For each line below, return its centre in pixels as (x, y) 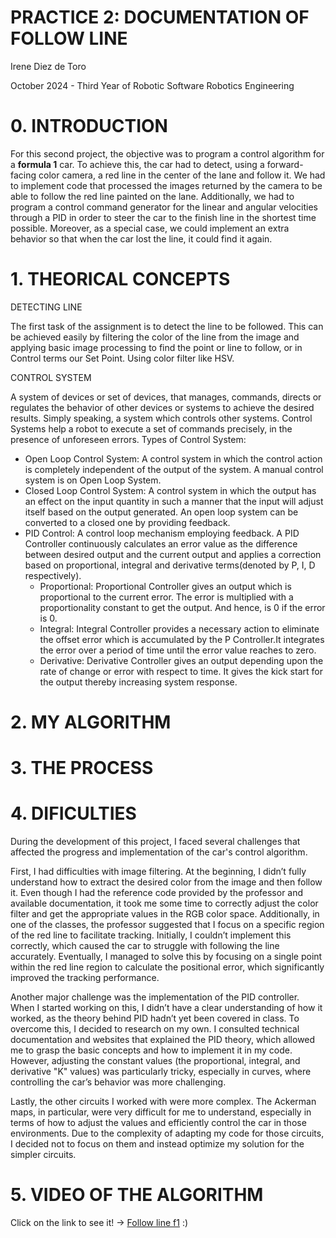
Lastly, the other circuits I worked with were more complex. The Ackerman (163, 1102)
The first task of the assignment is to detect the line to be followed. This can (167, 326)
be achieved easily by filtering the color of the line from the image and (155, 337)
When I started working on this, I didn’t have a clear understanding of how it (166, 1008)
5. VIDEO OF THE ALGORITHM (137, 1195)
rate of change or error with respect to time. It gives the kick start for (181, 671)
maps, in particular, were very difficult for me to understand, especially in (161, 1112)
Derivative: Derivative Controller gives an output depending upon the (181, 660)
